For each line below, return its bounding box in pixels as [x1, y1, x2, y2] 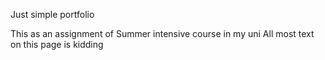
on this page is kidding [10, 39, 104, 50]
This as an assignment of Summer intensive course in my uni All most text [10, 28, 315, 39]
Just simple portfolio [10, 9, 95, 20]
